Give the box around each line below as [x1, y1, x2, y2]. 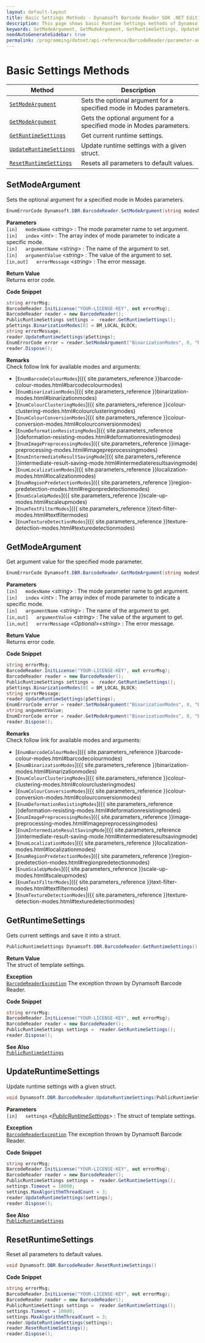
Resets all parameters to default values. [81, 158, 194, 167]
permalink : [6, 37, 34, 43]
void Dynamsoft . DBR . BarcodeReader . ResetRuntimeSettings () [6, 1262, 157, 1269]
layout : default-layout [6, 9, 67, 15]
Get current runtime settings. [81, 131, 164, 139]
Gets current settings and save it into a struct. [6, 931, 121, 939]
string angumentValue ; [6, 708, 64, 714]
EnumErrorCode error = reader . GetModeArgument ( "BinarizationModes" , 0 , [6, 713, 192, 719]
